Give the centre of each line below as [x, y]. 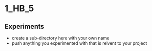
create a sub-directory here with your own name [60, 38]
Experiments [24, 26]
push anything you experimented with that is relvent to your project [79, 43]
